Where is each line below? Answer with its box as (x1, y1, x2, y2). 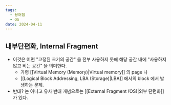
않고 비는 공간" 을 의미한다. (12, 63, 67, 69)
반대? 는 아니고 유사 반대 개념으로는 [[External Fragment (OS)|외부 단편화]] (12, 88, 164, 94)
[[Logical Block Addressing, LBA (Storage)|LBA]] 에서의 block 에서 (20, 75, 159, 82)
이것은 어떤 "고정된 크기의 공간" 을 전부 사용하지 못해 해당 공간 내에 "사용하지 (12, 57, 166, 63)
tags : (5, 7, 17, 13)
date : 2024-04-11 (5, 21, 42, 27)
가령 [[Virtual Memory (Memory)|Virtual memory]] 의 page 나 (20, 69, 148, 75)
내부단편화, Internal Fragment (5, 42, 98, 50)
